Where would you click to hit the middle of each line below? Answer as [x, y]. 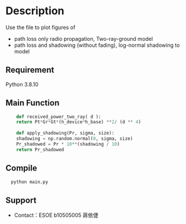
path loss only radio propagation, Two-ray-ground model [84, 39]
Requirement [30, 70]
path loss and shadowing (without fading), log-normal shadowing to [97, 45]
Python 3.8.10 [22, 84]
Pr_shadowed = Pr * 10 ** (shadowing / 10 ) [68, 144]
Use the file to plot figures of [41, 27]
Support [21, 200]
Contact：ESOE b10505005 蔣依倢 [56, 215]
